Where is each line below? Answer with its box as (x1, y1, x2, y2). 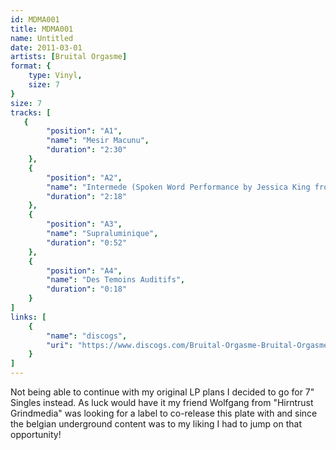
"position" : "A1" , (46, 126, 123, 136)
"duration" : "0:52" (46, 237, 128, 248)
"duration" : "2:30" (46, 145, 128, 155)
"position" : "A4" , (46, 266, 123, 276)
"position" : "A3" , (46, 219, 123, 230)
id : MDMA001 (10, 14, 60, 25)
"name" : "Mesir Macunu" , (46, 136, 150, 146)
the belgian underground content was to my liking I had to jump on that (10, 418, 302, 430)
